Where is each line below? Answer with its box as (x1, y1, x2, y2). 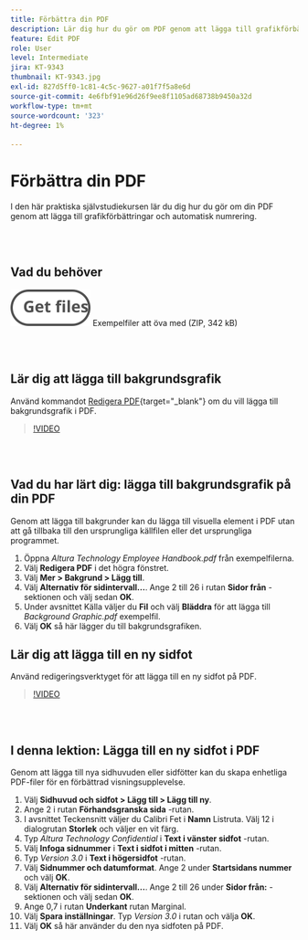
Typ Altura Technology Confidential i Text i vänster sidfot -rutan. (23, 833, 270, 844)
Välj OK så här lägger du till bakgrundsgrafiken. (23, 620, 202, 631)
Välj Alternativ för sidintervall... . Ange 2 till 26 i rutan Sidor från (23, 581, 267, 593)
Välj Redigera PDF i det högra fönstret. (23, 562, 170, 573)
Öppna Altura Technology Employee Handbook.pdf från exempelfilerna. (23, 553, 295, 564)
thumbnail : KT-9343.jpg (10, 73, 101, 82)
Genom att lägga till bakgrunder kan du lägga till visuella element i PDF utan (10, 515, 295, 526)
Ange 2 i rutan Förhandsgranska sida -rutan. (23, 804, 195, 815)
